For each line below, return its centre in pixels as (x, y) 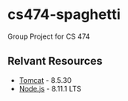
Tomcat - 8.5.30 (45, 80)
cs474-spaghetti (64, 15)
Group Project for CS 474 (49, 36)
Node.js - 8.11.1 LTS (50, 88)
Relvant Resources (55, 61)
